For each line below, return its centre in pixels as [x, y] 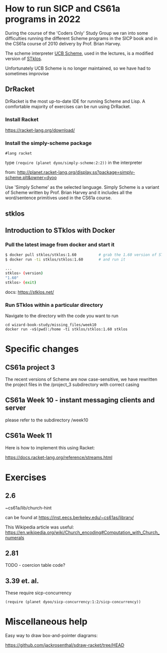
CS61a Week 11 [29, 436]
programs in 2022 [43, 19]
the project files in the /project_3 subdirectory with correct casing [72, 385]
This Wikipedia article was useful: [40, 527]
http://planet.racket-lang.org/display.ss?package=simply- [76, 172]
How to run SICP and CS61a [63, 9]
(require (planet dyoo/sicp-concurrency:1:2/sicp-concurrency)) [73, 602]
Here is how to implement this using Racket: [50, 448]
